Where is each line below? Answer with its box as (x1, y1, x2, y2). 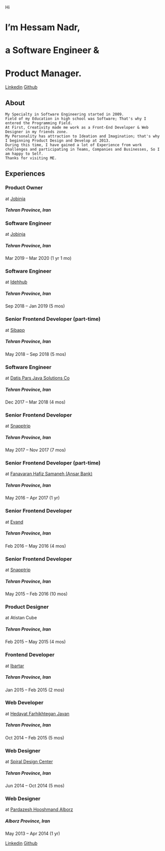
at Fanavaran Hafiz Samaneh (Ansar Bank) (5, 471, 92, 477)
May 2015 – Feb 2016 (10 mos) (5, 591, 68, 597)
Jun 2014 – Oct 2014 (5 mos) (5, 783, 65, 789)
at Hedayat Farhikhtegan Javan (5, 710, 70, 716)
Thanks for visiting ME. (5, 156, 57, 161)
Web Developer (5, 699, 43, 706)
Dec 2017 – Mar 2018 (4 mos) (5, 399, 66, 405)
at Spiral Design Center (5, 758, 53, 765)
